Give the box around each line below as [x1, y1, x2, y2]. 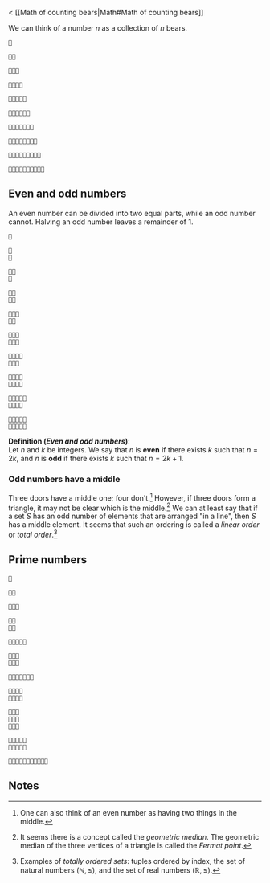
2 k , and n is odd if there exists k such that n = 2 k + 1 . [8, 453, 184, 463]
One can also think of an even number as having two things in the [19, 807, 237, 817]
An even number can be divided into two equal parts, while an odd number [8, 208, 256, 218]
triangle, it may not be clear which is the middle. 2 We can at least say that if [8, 501, 259, 513]
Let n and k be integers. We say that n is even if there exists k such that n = [8, 444, 259, 454]
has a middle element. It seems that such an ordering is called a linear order [8, 520, 260, 529]
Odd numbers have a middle [8, 473, 121, 484]
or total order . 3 [8, 529, 58, 540]
